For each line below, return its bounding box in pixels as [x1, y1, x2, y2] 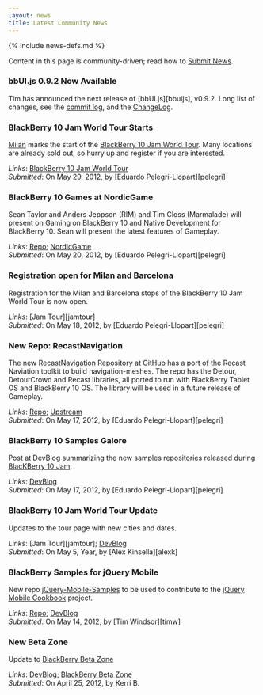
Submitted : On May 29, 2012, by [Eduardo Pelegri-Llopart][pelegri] [8, 172, 226, 182]
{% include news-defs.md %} [8, 40, 105, 50]
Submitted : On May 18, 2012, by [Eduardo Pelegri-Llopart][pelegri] [8, 320, 224, 329]
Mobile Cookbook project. [8, 593, 93, 602]
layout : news [8, 11, 51, 20]
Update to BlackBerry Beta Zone [8, 655, 114, 664]
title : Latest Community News [8, 19, 109, 27]
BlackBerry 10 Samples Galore [8, 435, 127, 446]
